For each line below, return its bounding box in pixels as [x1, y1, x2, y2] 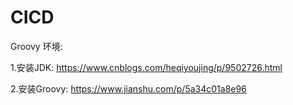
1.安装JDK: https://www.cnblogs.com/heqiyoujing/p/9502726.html [10, 61, 283, 73]
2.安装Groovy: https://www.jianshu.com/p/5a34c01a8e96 [10, 82, 247, 95]
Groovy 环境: [10, 40, 63, 52]
